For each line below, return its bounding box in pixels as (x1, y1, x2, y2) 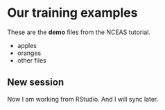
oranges (17, 49, 42, 57)
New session (7, 77, 64, 88)
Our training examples (7, 5, 138, 21)
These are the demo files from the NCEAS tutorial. (7, 28, 151, 36)
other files (17, 56, 46, 64)
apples (17, 41, 37, 49)
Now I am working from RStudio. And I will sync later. (7, 95, 159, 103)
